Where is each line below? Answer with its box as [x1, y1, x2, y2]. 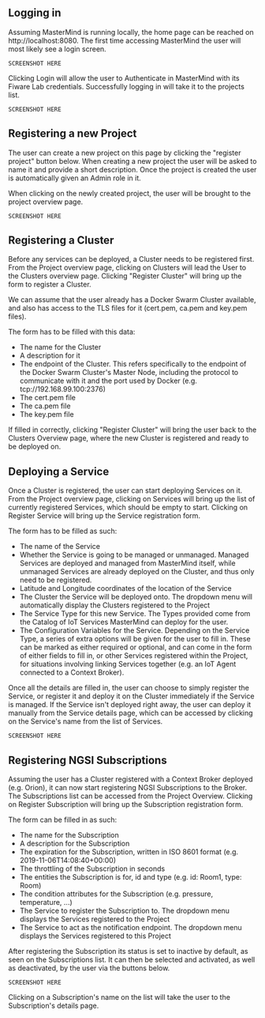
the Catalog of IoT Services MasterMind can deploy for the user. [19, 617, 229, 627]
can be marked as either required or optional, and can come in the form [19, 642, 252, 652]
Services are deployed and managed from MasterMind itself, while [19, 558, 236, 568]
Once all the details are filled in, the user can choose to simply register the [8, 683, 250, 693]
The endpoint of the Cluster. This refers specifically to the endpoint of [19, 359, 247, 369]
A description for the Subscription [19, 838, 130, 849]
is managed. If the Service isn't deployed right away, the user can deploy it [8, 700, 252, 710]
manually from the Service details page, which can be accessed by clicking [8, 708, 254, 718]
